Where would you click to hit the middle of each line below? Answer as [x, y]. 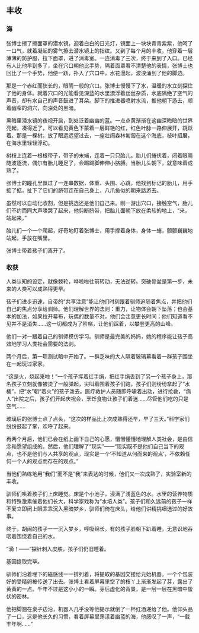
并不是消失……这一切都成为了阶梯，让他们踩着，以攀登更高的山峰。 [94, 323]
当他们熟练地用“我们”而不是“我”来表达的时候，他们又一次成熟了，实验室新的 [99, 474]
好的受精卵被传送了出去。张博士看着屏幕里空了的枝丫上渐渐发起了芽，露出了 [99, 581]
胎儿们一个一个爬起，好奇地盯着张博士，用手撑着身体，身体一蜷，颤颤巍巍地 [99, 230]
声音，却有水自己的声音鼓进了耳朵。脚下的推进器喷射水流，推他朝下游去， [97, 100]
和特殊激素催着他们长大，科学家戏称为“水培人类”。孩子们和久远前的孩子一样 [99, 501]
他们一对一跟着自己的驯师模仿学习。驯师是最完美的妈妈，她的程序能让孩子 [97, 336]
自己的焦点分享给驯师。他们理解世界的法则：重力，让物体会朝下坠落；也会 [97, 308]
